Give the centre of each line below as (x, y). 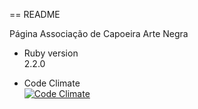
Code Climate (52, 83)
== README (35, 14)
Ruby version (51, 53)
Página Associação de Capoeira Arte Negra (99, 33)
